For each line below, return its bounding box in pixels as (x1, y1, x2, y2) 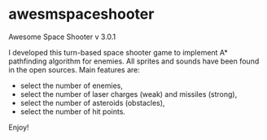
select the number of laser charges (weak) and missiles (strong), (20, 89, 238, 98)
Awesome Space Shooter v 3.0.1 (8, 32, 116, 42)
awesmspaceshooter (8, 5, 155, 24)
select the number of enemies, (20, 81, 124, 90)
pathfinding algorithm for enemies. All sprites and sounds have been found (8, 56, 260, 66)
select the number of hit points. (20, 107, 126, 116)
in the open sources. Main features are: (8, 64, 141, 74)
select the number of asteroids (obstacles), (20, 98, 165, 107)
